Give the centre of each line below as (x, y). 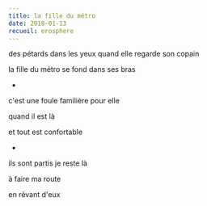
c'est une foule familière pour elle (64, 101)
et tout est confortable (46, 132)
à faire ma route (35, 179)
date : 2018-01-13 (38, 23)
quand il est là (32, 116)
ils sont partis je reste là (48, 163)
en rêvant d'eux (34, 195)
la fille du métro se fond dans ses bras (72, 69)
